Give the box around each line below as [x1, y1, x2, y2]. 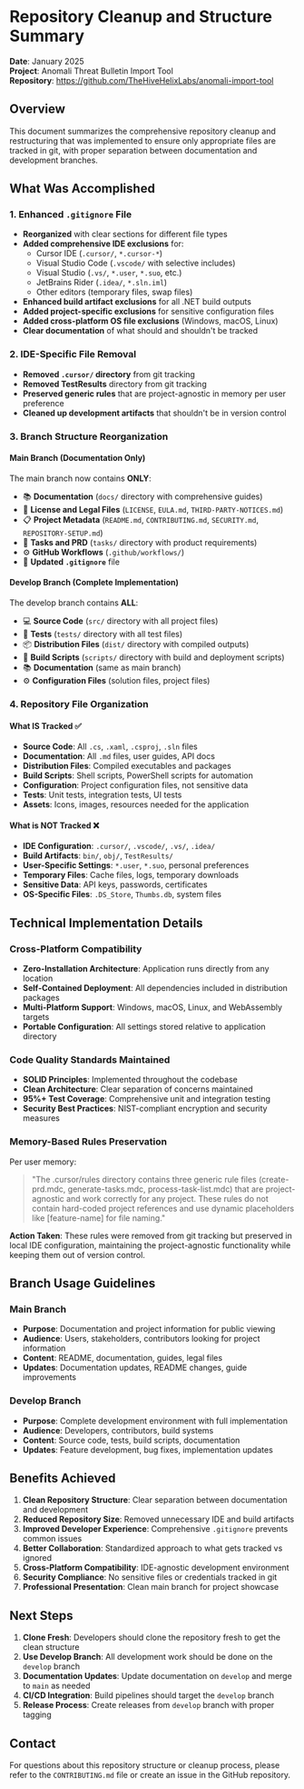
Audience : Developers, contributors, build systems [22, 1424, 214, 1435]
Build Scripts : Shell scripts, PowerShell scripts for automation [22, 770, 254, 781]
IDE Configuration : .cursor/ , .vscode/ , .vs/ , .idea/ [22, 841, 216, 852]
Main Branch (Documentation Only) [9, 453, 146, 464]
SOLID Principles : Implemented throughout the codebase [22, 1074, 238, 1085]
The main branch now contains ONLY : [9, 473, 152, 484]
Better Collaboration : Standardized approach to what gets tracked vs [22, 1543, 283, 1554]
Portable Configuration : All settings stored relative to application [22, 1021, 266, 1033]
